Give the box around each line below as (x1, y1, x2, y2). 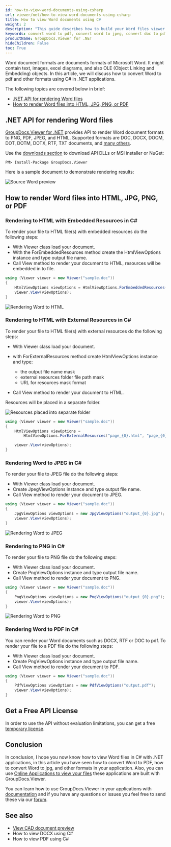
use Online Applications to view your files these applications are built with (5, 770, 160, 777)
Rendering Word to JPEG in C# (5, 459, 82, 466)
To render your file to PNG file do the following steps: (5, 554, 117, 560)
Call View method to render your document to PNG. (12, 575, 121, 581)
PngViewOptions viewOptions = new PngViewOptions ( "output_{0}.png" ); (14, 594, 165, 599)
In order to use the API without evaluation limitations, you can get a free (5, 720, 155, 726)
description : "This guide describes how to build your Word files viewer (5, 27, 165, 32)
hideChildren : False (5, 41, 49, 46)
